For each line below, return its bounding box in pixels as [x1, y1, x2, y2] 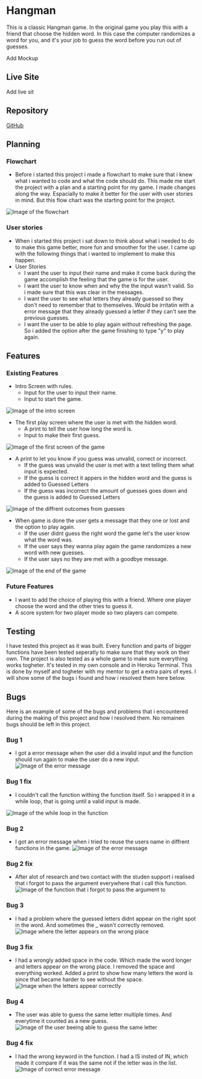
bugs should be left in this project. [6, 721, 91, 728]
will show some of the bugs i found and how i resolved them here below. [6, 674, 186, 682]
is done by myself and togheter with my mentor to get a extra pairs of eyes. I [6, 668, 196, 675]
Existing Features [6, 369, 58, 377]
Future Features [6, 582, 54, 591]
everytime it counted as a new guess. [14, 1017, 109, 1025]
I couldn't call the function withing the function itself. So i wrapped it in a [14, 791, 195, 798]
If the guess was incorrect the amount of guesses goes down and [24, 487, 188, 495]
